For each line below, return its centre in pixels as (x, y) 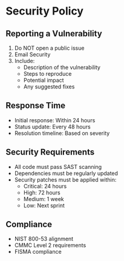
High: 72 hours (42, 193)
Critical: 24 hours (45, 186)
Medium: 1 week (44, 199)
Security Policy (45, 11)
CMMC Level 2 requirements (50, 245)
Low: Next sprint (44, 205)
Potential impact (44, 80)
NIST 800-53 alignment (44, 239)
